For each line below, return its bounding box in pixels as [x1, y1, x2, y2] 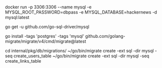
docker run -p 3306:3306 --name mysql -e [5, 4, 92, 10]
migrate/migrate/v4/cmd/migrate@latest [5, 38, 86, 44]
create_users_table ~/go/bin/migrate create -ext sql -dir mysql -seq [14, 53, 150, 59]
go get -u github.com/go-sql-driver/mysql [5, 24, 89, 30]
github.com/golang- [85, 34, 125, 39]
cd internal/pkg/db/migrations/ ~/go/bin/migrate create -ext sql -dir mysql [5, 48, 154, 53]
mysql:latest [5, 15, 30, 20]
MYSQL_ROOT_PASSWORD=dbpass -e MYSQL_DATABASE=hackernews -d [5, 9, 157, 15]
